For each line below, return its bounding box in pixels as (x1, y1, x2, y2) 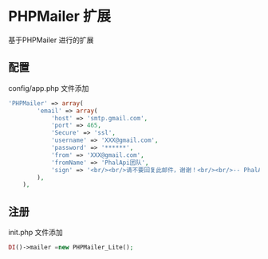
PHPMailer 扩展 (8, 7, 112, 26)
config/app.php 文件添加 (8, 83, 89, 92)
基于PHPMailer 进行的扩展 (8, 35, 94, 45)
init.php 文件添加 (8, 228, 64, 237)
